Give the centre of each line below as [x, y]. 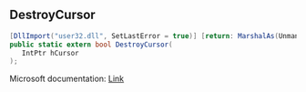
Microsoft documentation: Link [67, 79]
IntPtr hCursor [50, 53]
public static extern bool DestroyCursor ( [91, 45]
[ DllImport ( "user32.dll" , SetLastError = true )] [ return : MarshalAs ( [144, 36]
